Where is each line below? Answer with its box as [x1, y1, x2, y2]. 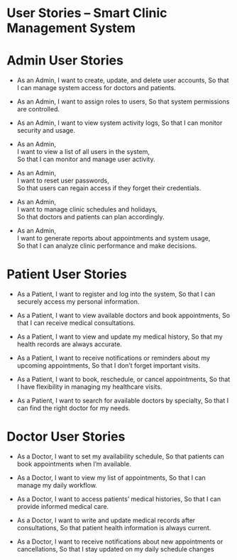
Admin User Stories [6, 53, 123, 69]
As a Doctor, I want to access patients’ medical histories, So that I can [16, 495, 221, 503]
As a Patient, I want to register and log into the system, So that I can [16, 290, 216, 299]
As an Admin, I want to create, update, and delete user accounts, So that [16, 76, 229, 84]
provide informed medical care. [16, 503, 109, 510]
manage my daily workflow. [16, 481, 97, 489]
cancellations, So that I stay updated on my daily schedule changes [16, 545, 214, 553]
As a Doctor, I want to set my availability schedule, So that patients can [16, 452, 224, 461]
